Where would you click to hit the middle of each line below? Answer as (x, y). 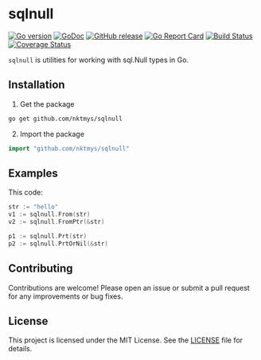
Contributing (41, 269)
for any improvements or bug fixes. (66, 296)
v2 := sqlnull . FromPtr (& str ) (56, 222)
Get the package (47, 104)
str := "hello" (33, 207)
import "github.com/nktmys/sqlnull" (69, 148)
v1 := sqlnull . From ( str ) (49, 215)
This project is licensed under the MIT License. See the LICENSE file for (126, 340)
